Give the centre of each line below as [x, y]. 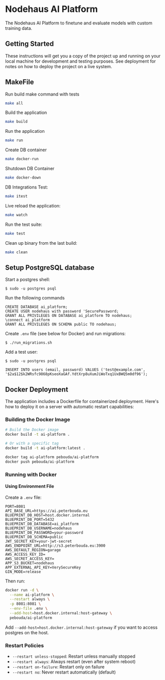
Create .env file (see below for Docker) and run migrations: [65, 334]
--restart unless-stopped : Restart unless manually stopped [74, 656]
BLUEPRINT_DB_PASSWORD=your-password [44, 533]
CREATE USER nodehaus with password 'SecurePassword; [62, 311]
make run [14, 140]
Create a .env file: [23, 497]
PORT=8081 [15, 506]
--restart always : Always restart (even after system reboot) [74, 662]
